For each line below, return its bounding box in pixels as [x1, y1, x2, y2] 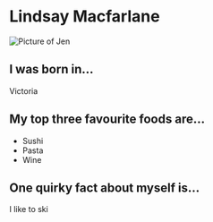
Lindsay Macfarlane [9, 6, 160, 27]
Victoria [9, 85, 38, 96]
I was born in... [9, 62, 94, 77]
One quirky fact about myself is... [9, 180, 200, 195]
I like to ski [9, 204, 49, 215]
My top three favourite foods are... [9, 112, 206, 127]
